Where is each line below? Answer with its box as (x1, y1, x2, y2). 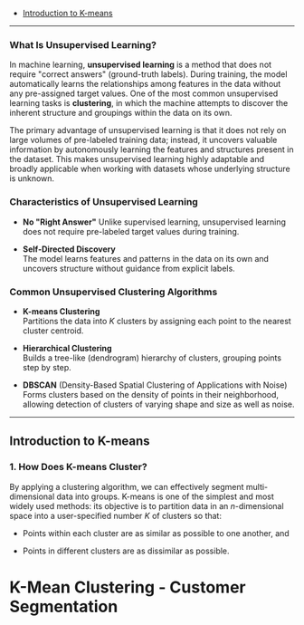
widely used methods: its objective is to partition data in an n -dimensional (9, 500, 284, 511)
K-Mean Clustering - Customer (9, 577, 246, 597)
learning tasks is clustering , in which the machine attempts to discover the (9, 98, 289, 109)
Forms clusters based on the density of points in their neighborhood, (22, 389, 279, 399)
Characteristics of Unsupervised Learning (9, 196, 199, 208)
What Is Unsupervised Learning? (9, 38, 157, 51)
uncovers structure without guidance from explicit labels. (22, 263, 235, 274)
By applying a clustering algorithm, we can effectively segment (9, 481, 244, 492)
